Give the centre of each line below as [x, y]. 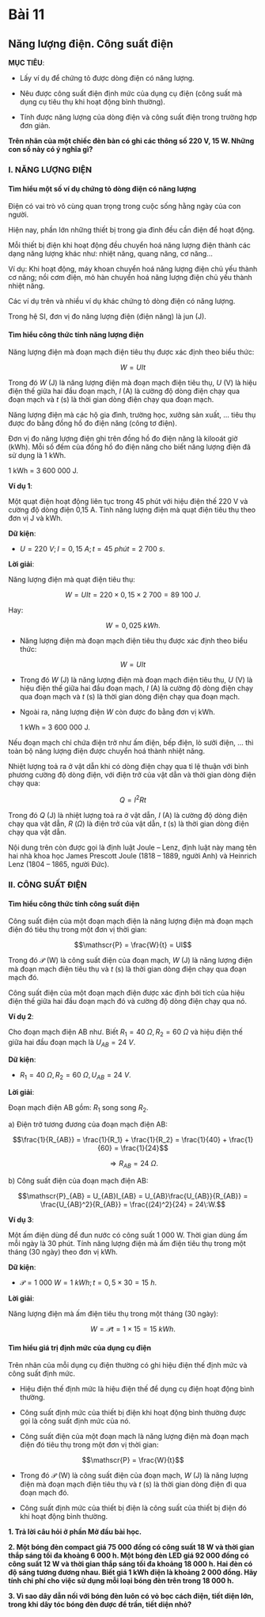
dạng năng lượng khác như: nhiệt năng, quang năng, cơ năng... [111, 254]
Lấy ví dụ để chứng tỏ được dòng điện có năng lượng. [107, 78]
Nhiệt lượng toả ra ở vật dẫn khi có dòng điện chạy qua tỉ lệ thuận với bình [129, 767]
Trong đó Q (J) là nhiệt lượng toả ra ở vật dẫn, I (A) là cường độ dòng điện [128, 815]
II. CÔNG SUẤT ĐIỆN [47, 884]
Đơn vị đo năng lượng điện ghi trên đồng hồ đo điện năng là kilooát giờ [123, 439]
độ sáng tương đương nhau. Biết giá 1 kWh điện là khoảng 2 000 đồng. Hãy [133, 1573]
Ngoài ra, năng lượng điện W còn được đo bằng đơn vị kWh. [117, 712]
